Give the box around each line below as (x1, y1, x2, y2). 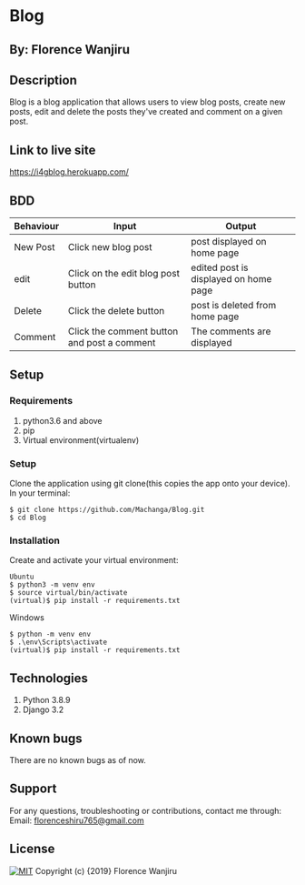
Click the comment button (67, 325, 179, 337)
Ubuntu (9, 572, 34, 582)
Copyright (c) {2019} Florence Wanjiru (34, 865, 177, 876)
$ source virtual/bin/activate (9, 588, 128, 598)
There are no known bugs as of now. (9, 754, 147, 765)
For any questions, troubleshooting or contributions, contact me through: (9, 805, 282, 816)
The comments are (190, 325, 271, 337)
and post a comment (67, 337, 156, 349)
